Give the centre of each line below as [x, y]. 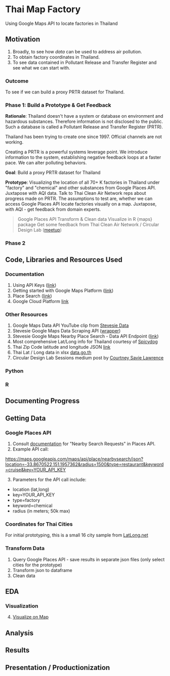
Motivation [23, 39]
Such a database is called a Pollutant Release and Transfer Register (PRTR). [84, 127]
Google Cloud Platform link [40, 301]
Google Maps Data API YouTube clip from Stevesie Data [71, 325]
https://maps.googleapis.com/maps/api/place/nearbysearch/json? [74, 459]
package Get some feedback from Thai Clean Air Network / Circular [88, 225]
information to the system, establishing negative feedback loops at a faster [83, 157]
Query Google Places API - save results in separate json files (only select [89, 559]
